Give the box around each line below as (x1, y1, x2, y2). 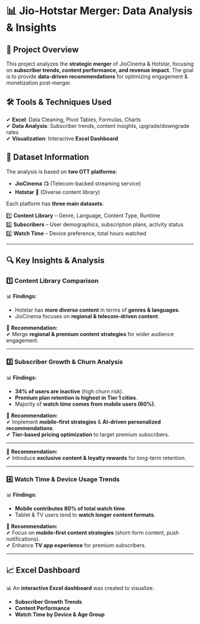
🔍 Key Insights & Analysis (6, 256, 105, 266)
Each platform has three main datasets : (6, 200, 104, 207)
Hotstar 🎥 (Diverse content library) (14, 188, 100, 196)
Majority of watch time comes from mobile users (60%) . (14, 400, 156, 407)
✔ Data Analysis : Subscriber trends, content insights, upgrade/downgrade (6, 122, 190, 129)
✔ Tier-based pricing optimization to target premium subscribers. (6, 431, 170, 438)
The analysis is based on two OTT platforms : (6, 168, 117, 175)
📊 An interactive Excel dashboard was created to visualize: (6, 584, 154, 591)
